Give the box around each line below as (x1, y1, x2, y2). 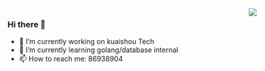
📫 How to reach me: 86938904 (18, 54, 123, 64)
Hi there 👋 (7, 19, 47, 30)
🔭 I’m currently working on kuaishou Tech (18, 37, 155, 47)
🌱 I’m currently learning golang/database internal (18, 45, 179, 54)
